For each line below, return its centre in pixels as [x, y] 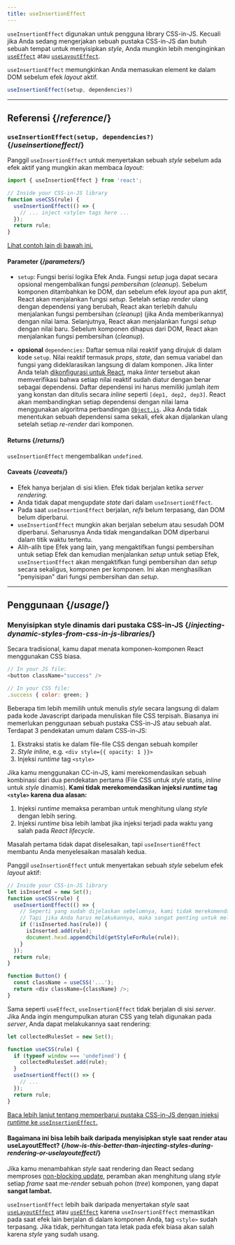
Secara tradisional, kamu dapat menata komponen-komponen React [106, 649]
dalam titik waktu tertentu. [55, 539]
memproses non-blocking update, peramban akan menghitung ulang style [114, 1176]
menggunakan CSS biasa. [44, 656]
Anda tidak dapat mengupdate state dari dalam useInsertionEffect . [115, 502]
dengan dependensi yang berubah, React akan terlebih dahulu [107, 307]
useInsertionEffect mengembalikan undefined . [75, 456]
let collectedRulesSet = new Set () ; [60, 1037]
